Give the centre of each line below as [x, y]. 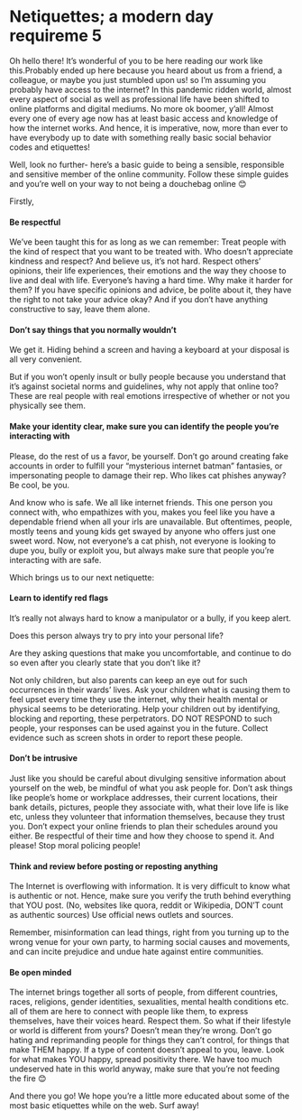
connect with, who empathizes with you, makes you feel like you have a [142, 512]
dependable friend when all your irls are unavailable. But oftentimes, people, [151, 522]
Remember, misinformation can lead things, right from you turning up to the [150, 932]
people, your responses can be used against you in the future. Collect [139, 727]
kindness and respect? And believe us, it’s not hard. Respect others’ [135, 261]
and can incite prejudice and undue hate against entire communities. [137, 952]
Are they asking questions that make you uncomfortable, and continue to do [151, 653]
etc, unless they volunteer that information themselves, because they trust [147, 816]
